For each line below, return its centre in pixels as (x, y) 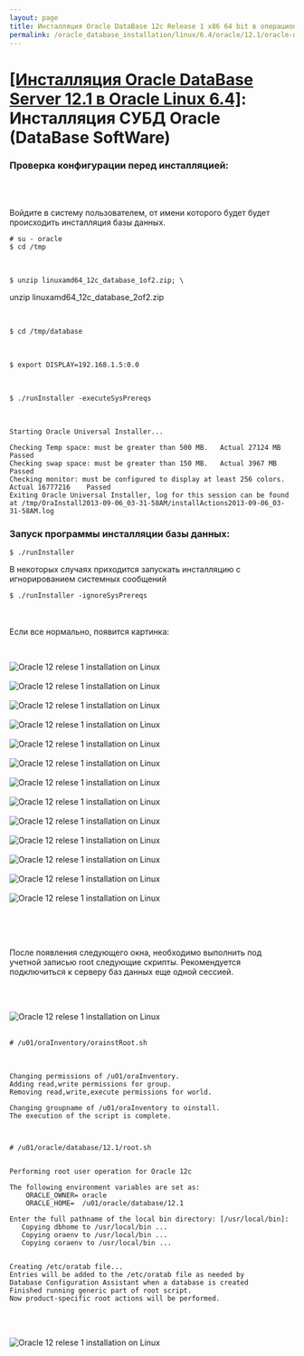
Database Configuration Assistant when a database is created (129, 1283)
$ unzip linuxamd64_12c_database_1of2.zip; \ (96, 280)
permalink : (30, 34)
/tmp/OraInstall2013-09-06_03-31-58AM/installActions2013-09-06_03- (153, 503)
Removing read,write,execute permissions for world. (111, 1093)
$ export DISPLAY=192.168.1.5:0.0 (75, 365)
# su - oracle (36, 239)
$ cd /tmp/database (46, 331)
